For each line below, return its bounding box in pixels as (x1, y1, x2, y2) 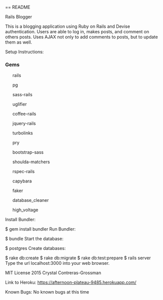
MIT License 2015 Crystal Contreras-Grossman (5, 270, 102, 276)
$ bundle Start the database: (5, 236, 63, 242)
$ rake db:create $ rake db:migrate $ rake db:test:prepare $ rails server (5, 255, 151, 261)
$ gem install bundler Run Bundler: (5, 226, 76, 232)
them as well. (5, 39, 32, 45)
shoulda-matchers (12, 159, 51, 165)
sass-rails (12, 92, 33, 98)
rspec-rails (12, 169, 35, 175)
